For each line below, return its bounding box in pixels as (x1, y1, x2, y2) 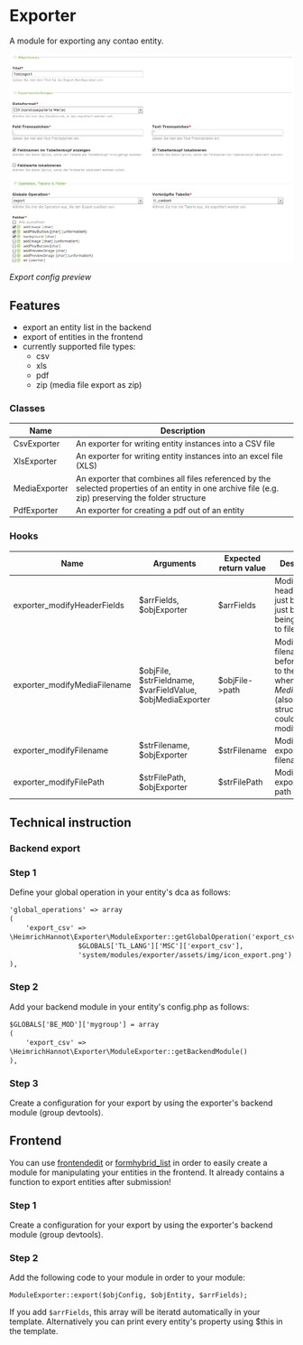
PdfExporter (13, 504, 59, 515)
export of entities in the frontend (22, 332, 143, 343)
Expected (224, 553, 262, 564)
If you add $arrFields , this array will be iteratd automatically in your (9, 1307, 261, 1318)
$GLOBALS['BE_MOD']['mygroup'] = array (9, 1020, 160, 1029)
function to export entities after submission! (9, 1176, 171, 1187)
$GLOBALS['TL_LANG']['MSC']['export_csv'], (78, 942, 244, 951)
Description (160, 425, 206, 436)
